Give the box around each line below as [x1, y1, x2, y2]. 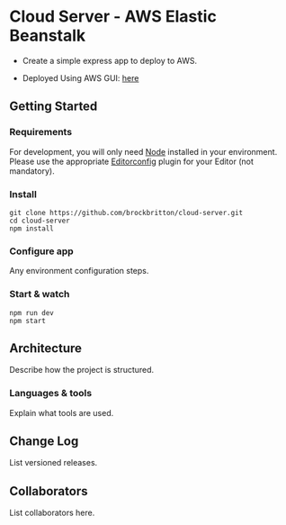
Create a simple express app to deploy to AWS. [22, 55, 198, 66]
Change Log [9, 434, 79, 449]
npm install [9, 223, 54, 233]
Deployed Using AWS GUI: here [22, 72, 139, 83]
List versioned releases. [9, 457, 98, 468]
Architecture [9, 340, 83, 356]
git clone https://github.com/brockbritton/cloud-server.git [9, 208, 244, 217]
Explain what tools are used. [9, 407, 114, 418]
